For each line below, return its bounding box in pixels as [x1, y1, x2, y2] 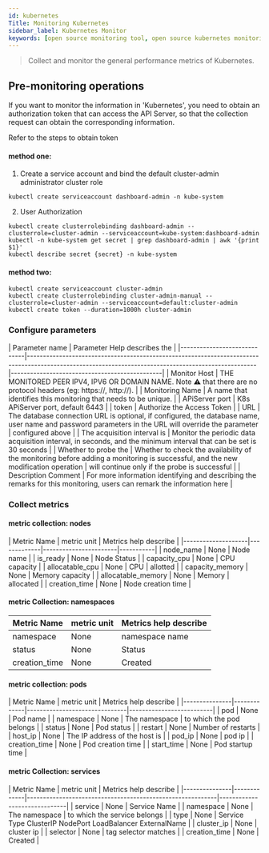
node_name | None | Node [163, 545, 251, 555]
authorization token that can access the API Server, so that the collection [8, 109, 249, 118]
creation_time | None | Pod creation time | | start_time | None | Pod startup [8, 739, 253, 749]
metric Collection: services [8, 766, 101, 776]
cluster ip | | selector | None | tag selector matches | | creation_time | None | [8, 827, 259, 836]
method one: [8, 151, 52, 161]
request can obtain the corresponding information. [8, 118, 175, 127]
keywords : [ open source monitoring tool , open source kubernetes [8, 34, 231, 42]
